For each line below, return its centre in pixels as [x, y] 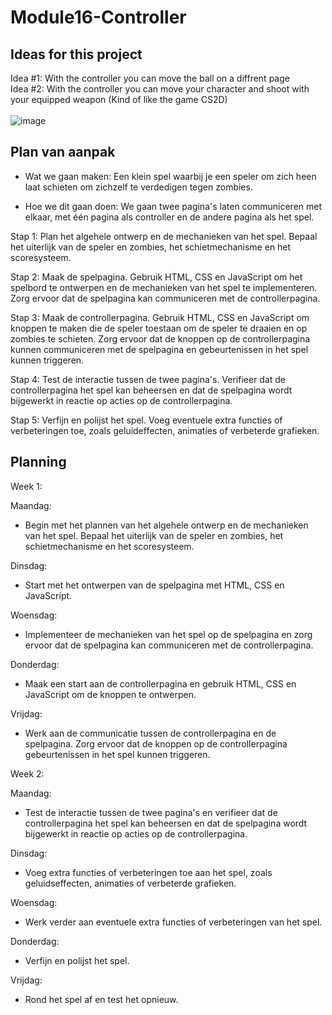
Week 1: [26, 486]
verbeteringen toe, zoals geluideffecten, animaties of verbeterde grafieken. [165, 430]
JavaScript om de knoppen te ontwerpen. [110, 694]
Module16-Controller [98, 17]
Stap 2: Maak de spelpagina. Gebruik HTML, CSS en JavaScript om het [156, 277]
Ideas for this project [76, 54]
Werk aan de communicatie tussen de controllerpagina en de [150, 733]
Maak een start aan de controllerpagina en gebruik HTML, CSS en [160, 683]
